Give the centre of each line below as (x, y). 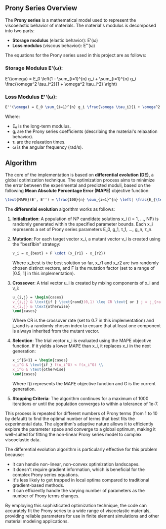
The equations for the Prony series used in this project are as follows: (76, 55)
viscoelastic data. (23, 440)
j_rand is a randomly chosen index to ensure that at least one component (86, 326)
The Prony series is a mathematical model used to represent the (71, 20)
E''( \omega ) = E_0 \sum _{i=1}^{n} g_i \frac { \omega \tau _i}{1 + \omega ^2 (83, 107)
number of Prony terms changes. (46, 496)
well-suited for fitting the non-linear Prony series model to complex (73, 434)
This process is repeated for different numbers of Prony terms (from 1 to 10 (82, 413)
